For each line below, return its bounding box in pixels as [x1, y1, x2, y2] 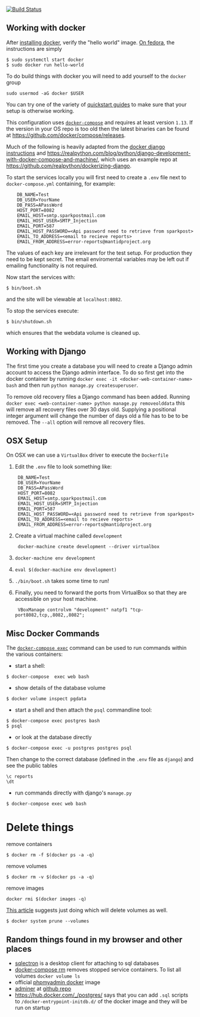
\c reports [6, 774, 33, 780]
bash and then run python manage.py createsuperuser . [6, 381, 139, 389]
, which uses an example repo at [97, 155, 178, 163]
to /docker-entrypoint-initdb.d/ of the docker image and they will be [14, 998, 187, 1004]
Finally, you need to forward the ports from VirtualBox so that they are [14, 589, 187, 596]
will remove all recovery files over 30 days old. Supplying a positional [6, 405, 176, 413]
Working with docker [6, 23, 86, 33]
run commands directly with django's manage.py [14, 789, 132, 796]
